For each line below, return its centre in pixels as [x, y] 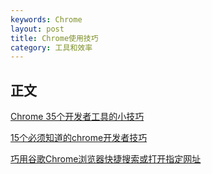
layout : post [37, 29]
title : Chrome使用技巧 [54, 38]
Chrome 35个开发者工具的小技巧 [77, 117]
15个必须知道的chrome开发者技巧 [79, 138]
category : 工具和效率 [51, 47]
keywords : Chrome [46, 19]
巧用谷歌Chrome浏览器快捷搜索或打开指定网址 [106, 159]
